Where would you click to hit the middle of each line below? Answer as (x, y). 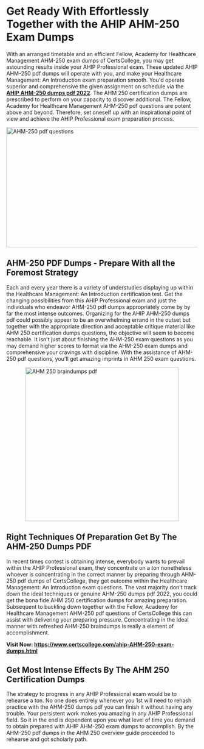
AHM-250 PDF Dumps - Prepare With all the (91, 263)
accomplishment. (28, 633)
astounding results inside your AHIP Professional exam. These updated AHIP (102, 67)
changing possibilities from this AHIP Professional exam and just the (91, 300)
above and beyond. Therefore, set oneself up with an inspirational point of (99, 112)
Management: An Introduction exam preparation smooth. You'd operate (96, 80)
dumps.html (22, 651)
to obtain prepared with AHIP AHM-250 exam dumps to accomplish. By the (100, 726)
